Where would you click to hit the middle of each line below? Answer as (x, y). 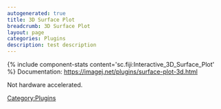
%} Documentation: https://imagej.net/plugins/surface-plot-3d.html (102, 72)
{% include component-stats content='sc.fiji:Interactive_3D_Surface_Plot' (111, 64)
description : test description (52, 45)
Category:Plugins (32, 98)
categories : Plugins (37, 39)
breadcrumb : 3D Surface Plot (49, 26)
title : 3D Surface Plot (41, 20)
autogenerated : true (37, 13)
